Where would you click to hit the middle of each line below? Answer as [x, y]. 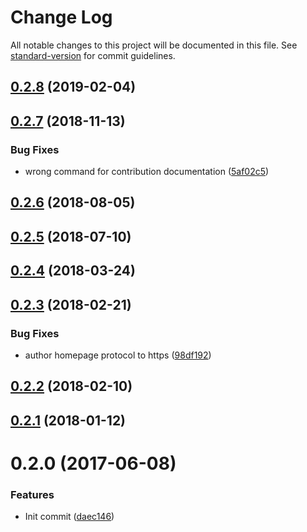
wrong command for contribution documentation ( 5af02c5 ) [147, 172]
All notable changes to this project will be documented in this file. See [154, 45]
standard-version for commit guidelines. [93, 55]
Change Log [61, 17]
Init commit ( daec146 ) [69, 517]
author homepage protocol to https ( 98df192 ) [118, 355]
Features [32, 494]
